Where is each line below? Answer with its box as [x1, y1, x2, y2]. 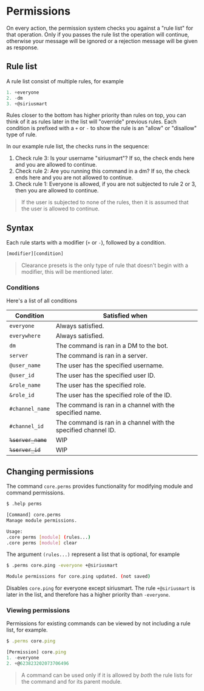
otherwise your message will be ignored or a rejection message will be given [6, 37, 198, 44]
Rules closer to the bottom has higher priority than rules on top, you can [6, 111, 186, 119]
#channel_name [9, 406, 50, 412]
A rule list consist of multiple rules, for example [6, 77, 124, 85]
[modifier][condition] [6, 251, 64, 257]
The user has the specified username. [55, 361, 164, 370]
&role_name [9, 382, 41, 389]
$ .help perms [6, 501, 42, 507]
